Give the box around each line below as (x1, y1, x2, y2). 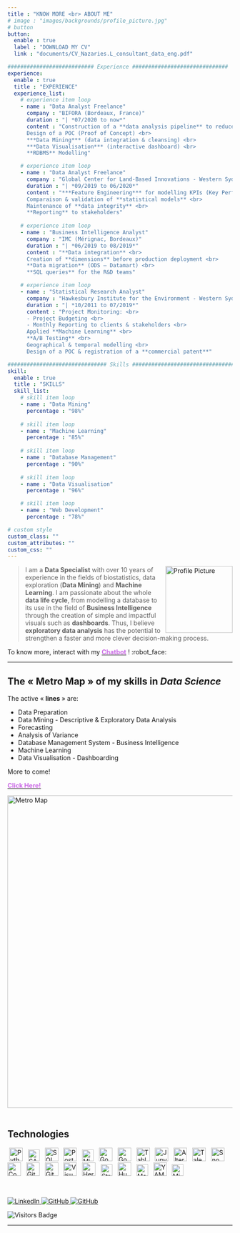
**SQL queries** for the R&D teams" (26, 269, 136, 276)
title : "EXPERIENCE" (14, 83, 79, 90)
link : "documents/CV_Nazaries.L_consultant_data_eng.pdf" (14, 51, 194, 58)
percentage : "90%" (26, 460, 84, 468)
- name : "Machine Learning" (20, 427, 107, 434)
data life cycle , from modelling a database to (24, 596, 158, 604)
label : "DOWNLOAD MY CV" (14, 44, 91, 51)
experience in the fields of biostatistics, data (24, 573, 156, 582)
